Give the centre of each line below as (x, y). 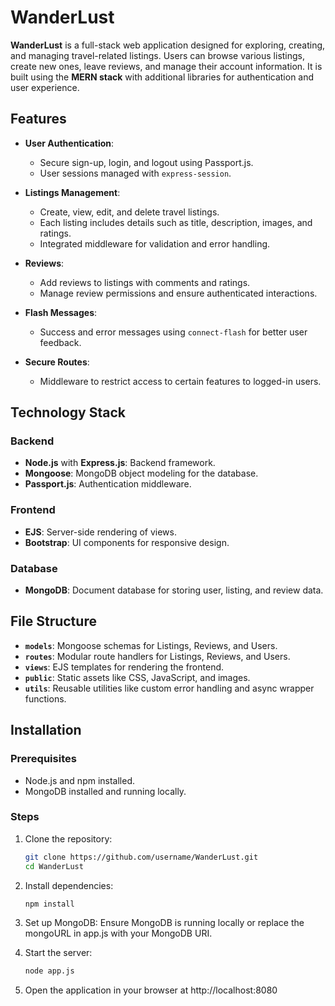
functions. (45, 698)
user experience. (45, 87)
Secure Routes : (57, 362)
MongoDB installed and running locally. (105, 791)
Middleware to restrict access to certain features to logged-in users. (180, 381)
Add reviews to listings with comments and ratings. (145, 282)
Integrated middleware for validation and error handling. (155, 243)
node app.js (49, 971)
